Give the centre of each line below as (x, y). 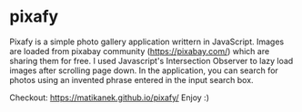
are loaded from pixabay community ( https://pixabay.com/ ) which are (140, 51)
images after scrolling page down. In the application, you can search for (144, 70)
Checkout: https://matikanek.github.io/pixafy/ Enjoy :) (109, 98)
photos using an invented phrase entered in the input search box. (131, 79)
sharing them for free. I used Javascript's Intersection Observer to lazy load (151, 61)
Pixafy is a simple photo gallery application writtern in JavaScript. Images (147, 42)
